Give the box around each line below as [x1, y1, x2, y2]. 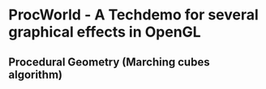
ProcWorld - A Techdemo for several [8, 6, 260, 24]
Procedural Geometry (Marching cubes [8, 55, 210, 69]
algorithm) [8, 67, 63, 82]
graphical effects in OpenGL [8, 23, 201, 41]
